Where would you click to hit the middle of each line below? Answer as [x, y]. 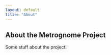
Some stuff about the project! [36, 47]
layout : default [22, 10]
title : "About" [21, 15]
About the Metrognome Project [55, 35]
